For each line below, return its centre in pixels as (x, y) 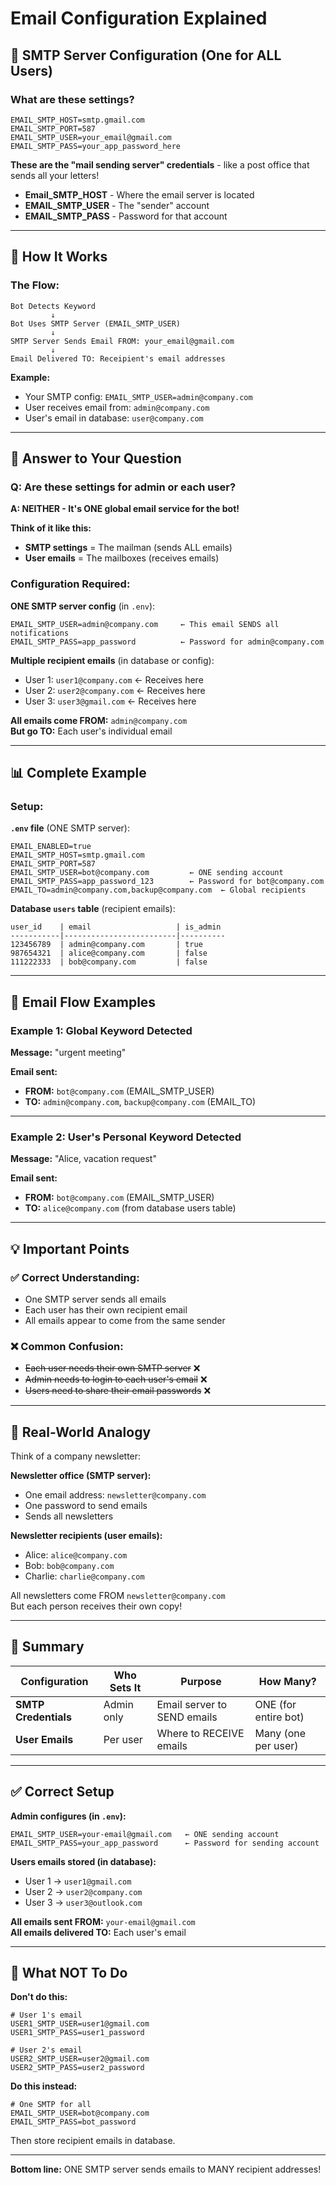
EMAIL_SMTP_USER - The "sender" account (117, 205)
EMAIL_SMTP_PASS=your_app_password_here (96, 146)
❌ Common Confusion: (67, 1346)
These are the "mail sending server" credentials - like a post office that (160, 164)
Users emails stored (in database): (83, 1861)
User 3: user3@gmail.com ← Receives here (110, 701)
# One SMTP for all (51, 2105)
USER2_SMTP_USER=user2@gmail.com (80, 2059)
